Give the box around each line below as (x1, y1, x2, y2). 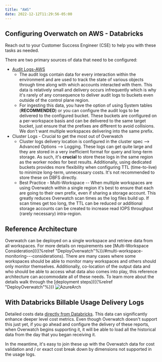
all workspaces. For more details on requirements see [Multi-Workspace (5, 243, 149, 249)
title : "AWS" (5, 7, 31, 12)
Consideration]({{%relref (5, 248, 55, 254)
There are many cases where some (65, 253, 136, 259)
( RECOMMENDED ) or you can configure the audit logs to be (19, 108, 139, 114)
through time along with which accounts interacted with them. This (19, 82, 152, 88)
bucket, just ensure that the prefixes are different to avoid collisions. (19, 123, 155, 129)
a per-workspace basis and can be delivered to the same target (19, 118, 146, 124)
